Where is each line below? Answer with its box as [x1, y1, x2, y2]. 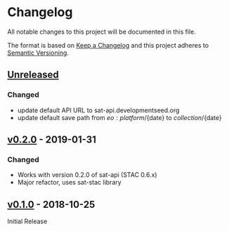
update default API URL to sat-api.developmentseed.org [17, 106, 180, 114]
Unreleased [7, 69, 60, 81]
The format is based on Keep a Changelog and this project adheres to [7, 41, 209, 49]
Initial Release [7, 217, 48, 225]
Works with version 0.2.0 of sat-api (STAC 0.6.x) [17, 171, 157, 179]
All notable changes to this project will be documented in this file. [7, 27, 197, 36]
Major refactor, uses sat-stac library [17, 178, 122, 187]
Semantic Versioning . [7, 48, 69, 57]
